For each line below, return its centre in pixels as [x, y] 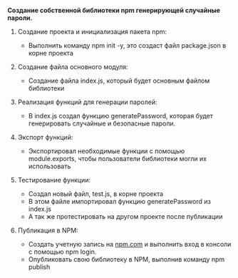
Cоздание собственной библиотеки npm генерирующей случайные [114, 10]
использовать [50, 166]
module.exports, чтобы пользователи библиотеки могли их [118, 159]
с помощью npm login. [62, 252]
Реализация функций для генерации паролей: [87, 102]
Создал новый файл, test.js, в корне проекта [96, 194]
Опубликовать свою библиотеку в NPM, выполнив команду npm [126, 259]
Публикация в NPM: [48, 230]
